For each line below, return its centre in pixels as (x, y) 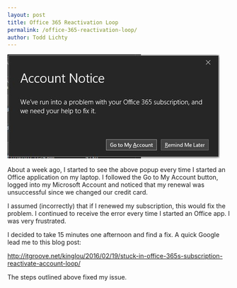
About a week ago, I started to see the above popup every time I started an (116, 170)
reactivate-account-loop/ (44, 264)
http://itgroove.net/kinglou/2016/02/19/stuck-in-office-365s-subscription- (115, 256)
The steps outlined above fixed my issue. (67, 277)
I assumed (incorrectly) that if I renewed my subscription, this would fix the (117, 206)
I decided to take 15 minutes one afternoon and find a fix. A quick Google (114, 235)
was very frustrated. (37, 221)
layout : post (27, 15)
